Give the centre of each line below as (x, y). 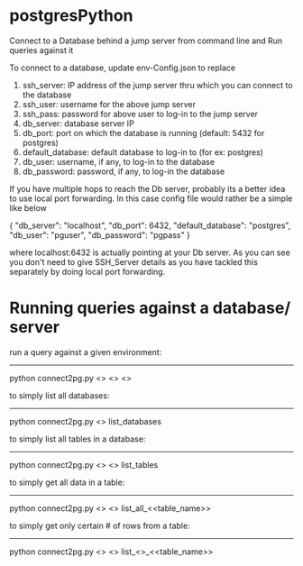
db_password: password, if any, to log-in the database (124, 171)
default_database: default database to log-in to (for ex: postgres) (143, 152)
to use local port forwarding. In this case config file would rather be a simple (151, 198)
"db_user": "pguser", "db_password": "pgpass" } (100, 234)
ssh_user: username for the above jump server (109, 104)
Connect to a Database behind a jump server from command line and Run (146, 41)
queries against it (41, 50)
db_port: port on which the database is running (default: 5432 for (143, 132)
